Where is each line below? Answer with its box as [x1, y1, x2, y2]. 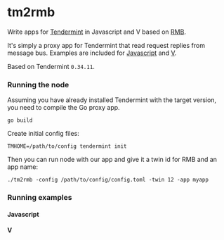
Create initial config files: [7, 130, 79, 138]
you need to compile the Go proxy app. [7, 103, 121, 112]
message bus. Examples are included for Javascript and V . [7, 49, 177, 57]
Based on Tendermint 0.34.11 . [7, 62, 95, 70]
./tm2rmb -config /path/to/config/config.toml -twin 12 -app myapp [7, 177, 209, 184]
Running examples [7, 193, 72, 203]
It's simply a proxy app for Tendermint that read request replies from [7, 41, 206, 49]
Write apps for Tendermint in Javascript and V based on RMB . [7, 27, 186, 36]
